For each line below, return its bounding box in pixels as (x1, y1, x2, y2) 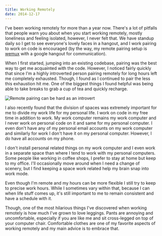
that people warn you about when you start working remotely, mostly (5, 30, 143, 36)
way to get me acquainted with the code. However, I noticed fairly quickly (5, 65, 151, 71)
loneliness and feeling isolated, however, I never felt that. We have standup (5, 35, 154, 41)
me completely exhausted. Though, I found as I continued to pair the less (5, 76, 151, 81)
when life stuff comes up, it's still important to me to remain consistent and (5, 190, 154, 196)
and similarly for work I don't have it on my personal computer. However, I (5, 130, 152, 136)
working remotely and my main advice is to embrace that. (5, 225, 119, 231)
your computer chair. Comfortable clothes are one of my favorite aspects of (5, 220, 156, 226)
